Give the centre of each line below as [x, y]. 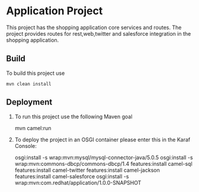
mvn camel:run [33, 128]
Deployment [29, 102]
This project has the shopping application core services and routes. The [94, 27]
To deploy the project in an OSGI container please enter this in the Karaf [102, 139]
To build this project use [36, 73]
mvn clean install [29, 84]
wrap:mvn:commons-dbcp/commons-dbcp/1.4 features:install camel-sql [103, 163]
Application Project [54, 11]
